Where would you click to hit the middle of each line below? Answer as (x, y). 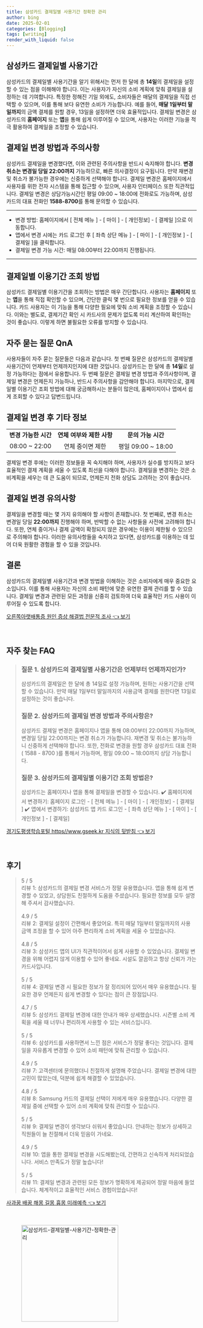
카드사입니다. (37, 966)
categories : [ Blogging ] (36, 29)
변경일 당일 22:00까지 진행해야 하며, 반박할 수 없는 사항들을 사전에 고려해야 (95, 521)
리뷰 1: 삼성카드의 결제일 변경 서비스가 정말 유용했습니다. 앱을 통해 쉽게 (104, 888)
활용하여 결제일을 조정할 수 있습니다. (55, 127)
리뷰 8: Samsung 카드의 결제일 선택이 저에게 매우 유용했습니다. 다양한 (103, 1098)
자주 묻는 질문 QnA (40, 343)
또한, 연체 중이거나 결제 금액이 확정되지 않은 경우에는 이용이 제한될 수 (95, 529)
